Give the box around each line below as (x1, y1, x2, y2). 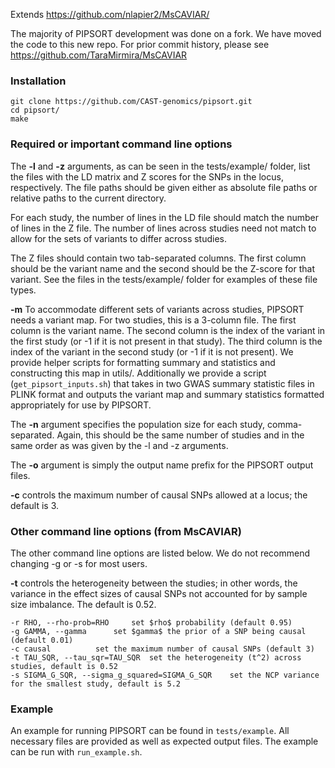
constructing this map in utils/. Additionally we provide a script (10, 367, 267, 379)
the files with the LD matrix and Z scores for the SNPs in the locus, (10, 170, 284, 183)
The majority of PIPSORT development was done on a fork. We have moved (10, 28, 322, 39)
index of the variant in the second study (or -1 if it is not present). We (10, 345, 294, 358)
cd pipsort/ (10, 105, 60, 116)
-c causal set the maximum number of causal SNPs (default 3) (10, 644, 315, 654)
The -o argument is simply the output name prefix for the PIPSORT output (10, 459, 314, 471)
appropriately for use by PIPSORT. (10, 399, 152, 411)
